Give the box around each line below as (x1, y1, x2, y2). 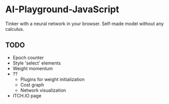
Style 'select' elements (12, 60, 61, 66)
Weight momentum (12, 65, 53, 71)
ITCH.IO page (12, 92, 42, 98)
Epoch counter (12, 54, 44, 60)
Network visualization (20, 87, 66, 93)
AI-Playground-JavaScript (5, 4, 119, 15)
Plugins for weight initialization (20, 76, 85, 82)
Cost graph (20, 81, 44, 88)
